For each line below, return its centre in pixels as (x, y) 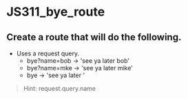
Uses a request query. (48, 53)
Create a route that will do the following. (94, 37)
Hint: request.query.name (59, 88)
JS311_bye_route (56, 12)
